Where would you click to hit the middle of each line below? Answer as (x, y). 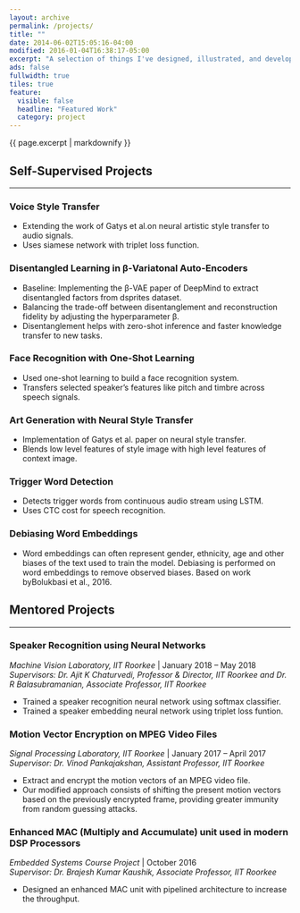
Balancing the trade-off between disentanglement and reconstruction (150, 307)
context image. (50, 459)
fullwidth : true (39, 76)
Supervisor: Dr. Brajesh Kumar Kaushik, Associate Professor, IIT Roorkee (143, 872)
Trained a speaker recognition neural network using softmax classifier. (151, 701)
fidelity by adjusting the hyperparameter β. (101, 316)
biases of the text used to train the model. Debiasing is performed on (149, 562)
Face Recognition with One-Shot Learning (102, 359)
